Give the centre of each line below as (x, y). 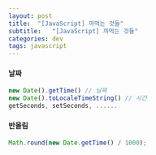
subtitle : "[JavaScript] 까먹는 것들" (74, 31)
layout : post (30, 16)
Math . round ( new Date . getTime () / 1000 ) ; (78, 143)
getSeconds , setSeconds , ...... (63, 106)
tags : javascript (38, 46)
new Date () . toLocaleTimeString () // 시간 (78, 98)
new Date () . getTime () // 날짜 (58, 91)
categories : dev (36, 39)
